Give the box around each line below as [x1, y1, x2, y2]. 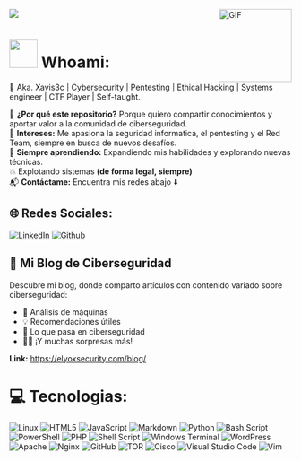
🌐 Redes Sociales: [9, 206, 114, 222]
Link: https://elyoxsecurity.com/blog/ [9, 352, 147, 363]
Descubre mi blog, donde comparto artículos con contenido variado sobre [9, 279, 283, 291]
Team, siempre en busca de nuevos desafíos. [9, 137, 177, 148]
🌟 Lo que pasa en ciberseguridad [21, 326, 145, 336]
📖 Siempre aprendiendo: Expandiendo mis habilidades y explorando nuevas [9, 146, 291, 157]
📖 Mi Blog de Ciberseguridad [9, 256, 172, 271]
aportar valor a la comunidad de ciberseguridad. [9, 117, 188, 129]
